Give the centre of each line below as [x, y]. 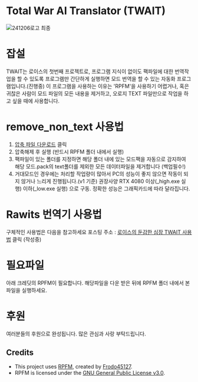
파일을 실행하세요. [27, 290]
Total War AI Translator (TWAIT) [86, 11]
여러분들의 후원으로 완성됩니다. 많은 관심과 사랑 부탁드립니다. [76, 334]
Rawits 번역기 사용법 [54, 215]
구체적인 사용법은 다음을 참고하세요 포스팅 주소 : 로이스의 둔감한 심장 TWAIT [94, 232]
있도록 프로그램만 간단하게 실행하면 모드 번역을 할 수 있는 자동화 [102, 78]
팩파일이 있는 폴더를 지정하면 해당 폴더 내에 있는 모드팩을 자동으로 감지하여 [100, 159]
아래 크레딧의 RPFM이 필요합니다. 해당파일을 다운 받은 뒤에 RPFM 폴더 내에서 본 [98, 283]
